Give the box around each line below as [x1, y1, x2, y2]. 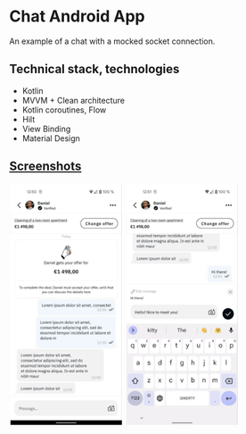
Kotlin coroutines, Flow [21, 104, 107, 115]
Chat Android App [9, 6, 145, 27]
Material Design [21, 132, 80, 144]
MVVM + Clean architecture [21, 95, 125, 105]
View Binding [21, 123, 71, 134]
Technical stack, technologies [9, 62, 180, 77]
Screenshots [9, 159, 82, 174]
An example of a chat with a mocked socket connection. [9, 36, 216, 46]
